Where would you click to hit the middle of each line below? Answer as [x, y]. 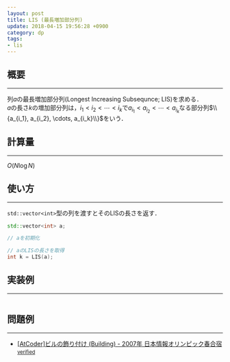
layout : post [26, 13]
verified [26, 352]
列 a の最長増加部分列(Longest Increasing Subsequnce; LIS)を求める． [105, 99]
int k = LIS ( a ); [30, 257]
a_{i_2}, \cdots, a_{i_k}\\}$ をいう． [79, 118]
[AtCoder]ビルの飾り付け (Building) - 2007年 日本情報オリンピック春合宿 [119, 343]
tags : [15, 39]
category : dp [26, 33]
